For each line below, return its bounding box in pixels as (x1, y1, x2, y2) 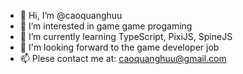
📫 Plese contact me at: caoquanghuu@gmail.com (19, 53, 227, 64)
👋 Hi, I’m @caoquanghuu (19, 10, 123, 21)
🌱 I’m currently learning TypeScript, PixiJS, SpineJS (19, 31, 233, 42)
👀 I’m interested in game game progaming (19, 20, 193, 32)
